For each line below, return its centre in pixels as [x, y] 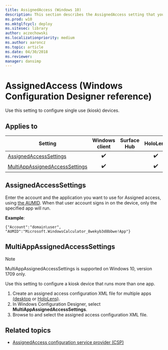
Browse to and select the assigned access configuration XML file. [80, 314]
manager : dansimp [23, 61]
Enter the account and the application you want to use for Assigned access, [83, 197]
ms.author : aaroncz [25, 43]
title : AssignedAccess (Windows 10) [43, 10]
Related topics [28, 331]
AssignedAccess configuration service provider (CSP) [68, 342]
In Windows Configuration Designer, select [56, 304]
